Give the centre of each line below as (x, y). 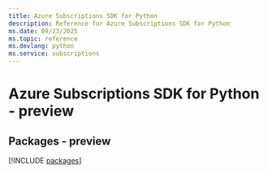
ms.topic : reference (43, 39)
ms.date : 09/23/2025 (43, 31)
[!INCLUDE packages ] (45, 160)
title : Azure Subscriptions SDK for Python (83, 16)
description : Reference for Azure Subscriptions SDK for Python (119, 24)
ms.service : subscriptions (54, 54)
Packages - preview (60, 141)
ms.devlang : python (41, 46)
